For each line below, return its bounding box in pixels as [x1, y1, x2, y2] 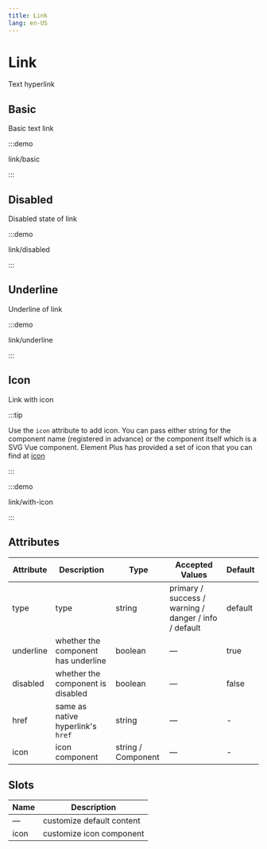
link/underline [8, 335, 53, 344]
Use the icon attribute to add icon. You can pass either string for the [8, 425, 231, 435]
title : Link [8, 11, 48, 20]
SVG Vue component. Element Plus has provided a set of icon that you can [8, 442, 253, 452]
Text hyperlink [8, 79, 56, 89]
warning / [169, 602, 205, 613]
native [55, 711, 79, 722]
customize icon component [42, 828, 145, 839]
